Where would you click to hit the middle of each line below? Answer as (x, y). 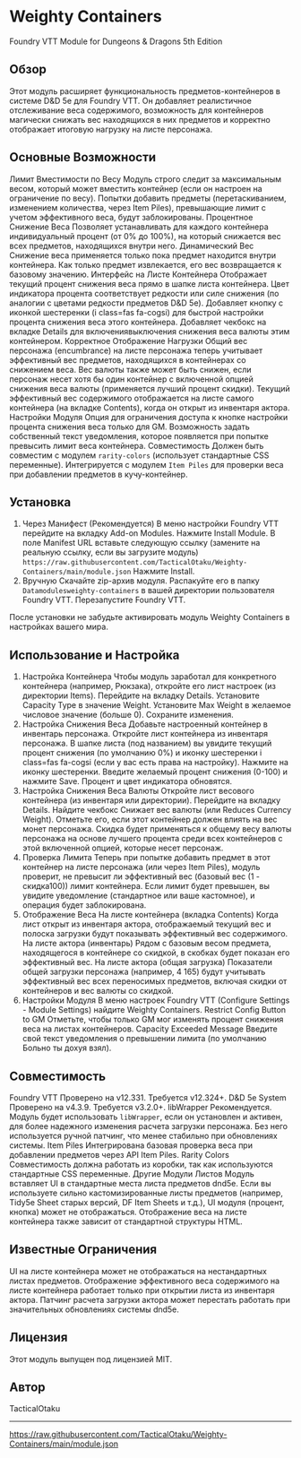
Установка (40, 502)
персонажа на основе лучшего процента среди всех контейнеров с (152, 839)
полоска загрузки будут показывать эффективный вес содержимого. (155, 934)
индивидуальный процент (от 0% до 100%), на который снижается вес (146, 236)
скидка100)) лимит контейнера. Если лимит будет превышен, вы (146, 886)
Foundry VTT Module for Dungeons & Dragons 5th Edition (116, 41)
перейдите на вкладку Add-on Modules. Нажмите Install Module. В (149, 533)
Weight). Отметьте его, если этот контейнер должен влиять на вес (150, 820)
